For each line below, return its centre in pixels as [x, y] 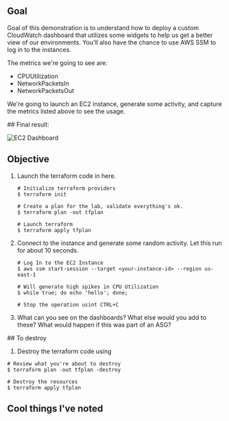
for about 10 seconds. [48, 250]
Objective [28, 159]
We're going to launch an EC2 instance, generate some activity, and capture [114, 104]
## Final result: [28, 124]
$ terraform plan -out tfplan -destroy [64, 370]
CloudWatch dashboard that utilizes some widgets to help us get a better [110, 35]
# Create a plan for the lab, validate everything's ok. [100, 206]
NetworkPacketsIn [43, 83]
